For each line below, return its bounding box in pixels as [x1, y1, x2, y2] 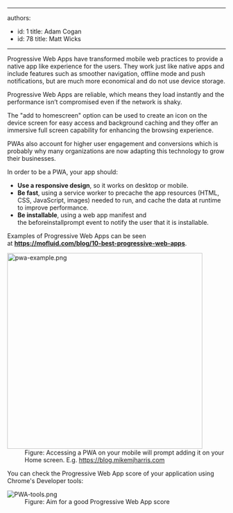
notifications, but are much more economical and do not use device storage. [7, 77, 225, 85]
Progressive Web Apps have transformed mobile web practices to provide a [7, 55, 223, 63]
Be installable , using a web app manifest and [17, 211, 147, 219]
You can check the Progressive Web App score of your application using [7, 469, 214, 478]
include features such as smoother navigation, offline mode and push [7, 70, 206, 77]
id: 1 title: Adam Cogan [17, 27, 82, 35]
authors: [7, 14, 31, 22]
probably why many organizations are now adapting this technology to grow [7, 147, 225, 155]
